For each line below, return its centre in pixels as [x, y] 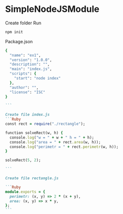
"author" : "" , [24, 87]
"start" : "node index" [37, 78]
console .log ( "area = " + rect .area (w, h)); [55, 142]
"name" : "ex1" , [25, 55]
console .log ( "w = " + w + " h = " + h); [52, 138]
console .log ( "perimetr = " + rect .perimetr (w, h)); [64, 147]
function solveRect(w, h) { [34, 133]
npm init [14, 32]
